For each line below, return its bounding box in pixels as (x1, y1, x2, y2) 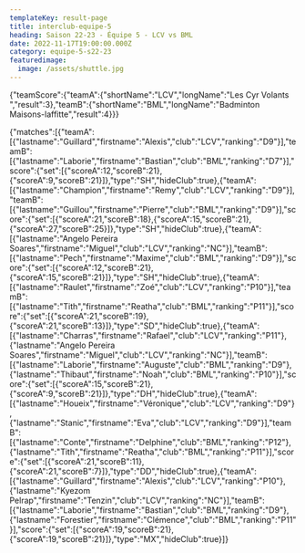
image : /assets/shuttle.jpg (17, 65, 125, 74)
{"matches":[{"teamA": (9, 126, 96, 137)
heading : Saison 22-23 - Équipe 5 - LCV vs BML (9, 30, 194, 39)
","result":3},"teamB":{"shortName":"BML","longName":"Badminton (9, 99, 260, 110)
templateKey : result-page (9, 13, 107, 23)
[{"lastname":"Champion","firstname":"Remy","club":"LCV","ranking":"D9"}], (9, 184, 296, 195)
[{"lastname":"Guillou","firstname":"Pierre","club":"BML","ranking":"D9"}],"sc (9, 203, 297, 214)
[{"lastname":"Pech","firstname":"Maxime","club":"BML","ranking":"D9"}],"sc (9, 252, 297, 263)
